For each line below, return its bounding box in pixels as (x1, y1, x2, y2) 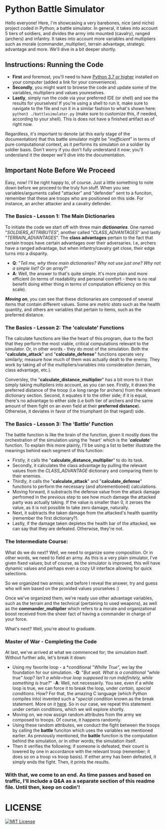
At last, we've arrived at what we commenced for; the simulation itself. (5, 650, 148, 655)
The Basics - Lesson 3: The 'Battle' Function (5, 420, 114, 427)
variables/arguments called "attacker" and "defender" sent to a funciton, (5, 190, 153, 196)
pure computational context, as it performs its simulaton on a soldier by (5, 141, 150, 147)
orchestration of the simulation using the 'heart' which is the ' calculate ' (5, 437, 151, 443)
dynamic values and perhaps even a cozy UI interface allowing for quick (5, 565, 152, 571)
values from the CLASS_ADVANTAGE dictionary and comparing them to (12, 468, 158, 474)
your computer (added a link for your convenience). (12, 79, 118, 85)
